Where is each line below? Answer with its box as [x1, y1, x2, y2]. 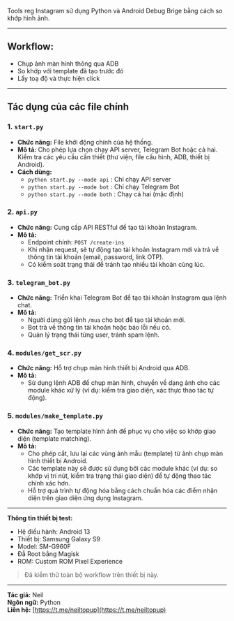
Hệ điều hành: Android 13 [17, 527, 91, 536]
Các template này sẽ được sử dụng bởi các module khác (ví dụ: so [27, 464, 218, 472]
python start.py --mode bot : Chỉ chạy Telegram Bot [27, 182, 180, 191]
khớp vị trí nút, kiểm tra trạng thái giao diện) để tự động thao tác [27, 472, 212, 480]
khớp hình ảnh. [7, 14, 50, 22]
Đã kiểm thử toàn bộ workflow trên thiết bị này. [24, 570, 159, 579]
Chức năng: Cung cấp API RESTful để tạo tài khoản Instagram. [17, 223, 198, 231]
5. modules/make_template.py [7, 411, 103, 421]
